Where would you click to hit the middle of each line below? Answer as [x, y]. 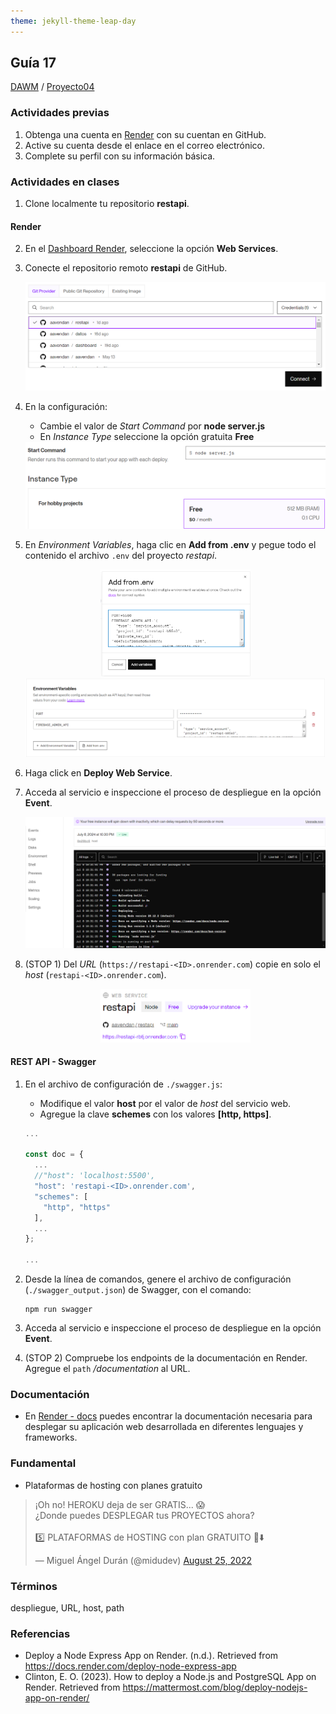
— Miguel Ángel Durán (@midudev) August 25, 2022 [143, 1560]
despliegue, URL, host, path [67, 1607]
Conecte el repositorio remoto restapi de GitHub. [126, 268]
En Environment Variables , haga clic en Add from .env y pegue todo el [170, 544]
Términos [34, 1586]
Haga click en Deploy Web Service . [98, 772]
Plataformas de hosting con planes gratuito [113, 1485]
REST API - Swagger [53, 1062]
